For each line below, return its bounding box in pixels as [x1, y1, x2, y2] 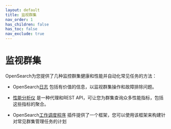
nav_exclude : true [5, 31, 44, 36]
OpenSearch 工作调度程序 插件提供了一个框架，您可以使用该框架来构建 [12, 112, 161, 118]
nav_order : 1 [5, 17, 33, 22]
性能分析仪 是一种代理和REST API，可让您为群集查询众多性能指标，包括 [12, 94, 164, 100]
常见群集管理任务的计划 [17, 118, 67, 124]
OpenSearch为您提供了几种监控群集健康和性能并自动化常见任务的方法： [5, 73, 157, 79]
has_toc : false [5, 27, 38, 32]
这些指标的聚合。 [12, 101, 49, 107]
